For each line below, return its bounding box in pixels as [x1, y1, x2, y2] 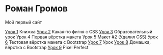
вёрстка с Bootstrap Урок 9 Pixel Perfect [5, 44, 89, 50]
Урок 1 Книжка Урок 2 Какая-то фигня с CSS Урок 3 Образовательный [5, 28, 153, 34]
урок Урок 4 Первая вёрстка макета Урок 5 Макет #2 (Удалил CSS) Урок [5, 34, 158, 40]
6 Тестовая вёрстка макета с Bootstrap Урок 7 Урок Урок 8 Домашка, [5, 39, 151, 45]
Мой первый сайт [5, 19, 42, 25]
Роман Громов [5, 3, 68, 14]
